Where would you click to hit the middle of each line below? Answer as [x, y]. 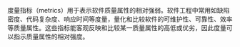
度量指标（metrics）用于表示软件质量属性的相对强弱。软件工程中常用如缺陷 [119, 10]
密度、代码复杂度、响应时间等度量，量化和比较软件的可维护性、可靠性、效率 [120, 19]
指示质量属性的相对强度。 [51, 36]
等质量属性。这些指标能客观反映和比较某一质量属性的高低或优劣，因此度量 [117, 28]
